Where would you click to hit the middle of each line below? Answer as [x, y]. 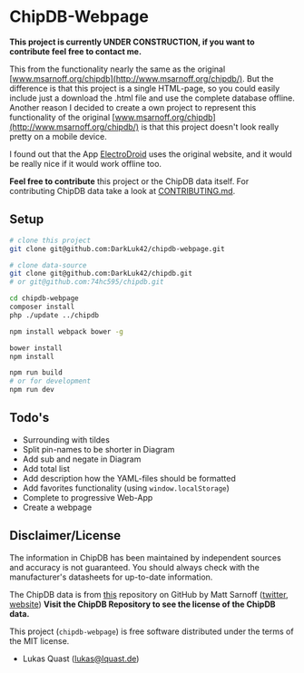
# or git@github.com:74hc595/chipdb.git [87, 282]
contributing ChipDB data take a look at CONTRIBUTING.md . [123, 190]
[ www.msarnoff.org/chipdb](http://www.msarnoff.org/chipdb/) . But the [142, 78]
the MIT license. [39, 640]
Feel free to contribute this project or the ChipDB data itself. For [129, 181]
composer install [42, 307]
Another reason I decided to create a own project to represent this [133, 107]
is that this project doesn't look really [210, 127]
